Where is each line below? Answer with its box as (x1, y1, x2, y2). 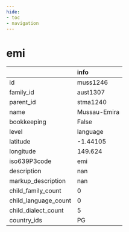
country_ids (9, 216, 42, 225)
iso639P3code (9, 157, 52, 165)
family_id (9, 88, 34, 97)
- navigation (6, 20, 39, 26)
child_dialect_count (9, 207, 64, 215)
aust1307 (77, 88, 105, 97)
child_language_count (9, 196, 71, 205)
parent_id (9, 98, 36, 107)
